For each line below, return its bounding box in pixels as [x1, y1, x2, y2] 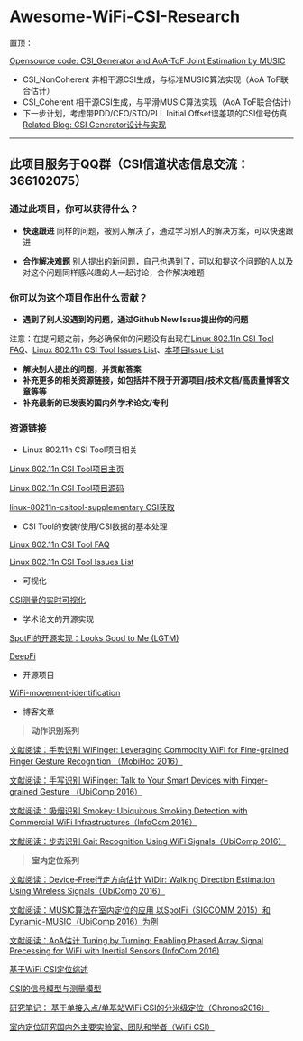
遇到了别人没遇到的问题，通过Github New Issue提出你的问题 [22, 313, 249, 324]
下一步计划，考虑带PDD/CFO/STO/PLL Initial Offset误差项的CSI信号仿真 [22, 107, 288, 118]
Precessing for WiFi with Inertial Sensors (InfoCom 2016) [9, 945, 220, 956]
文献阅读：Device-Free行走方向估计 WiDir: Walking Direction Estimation [9, 874, 275, 886]
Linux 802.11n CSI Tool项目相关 [22, 444, 138, 455]
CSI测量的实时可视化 [9, 594, 86, 606]
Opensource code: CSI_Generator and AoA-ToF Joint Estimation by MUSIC [9, 55, 286, 66]
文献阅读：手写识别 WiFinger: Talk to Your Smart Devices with [9, 775, 239, 786]
